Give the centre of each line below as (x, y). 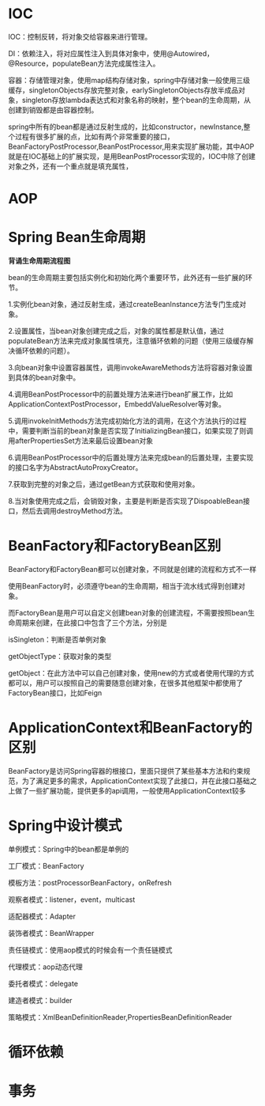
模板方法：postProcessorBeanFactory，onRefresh (90, 882)
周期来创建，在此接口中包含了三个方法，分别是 (91, 623)
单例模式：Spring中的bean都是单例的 (69, 849)
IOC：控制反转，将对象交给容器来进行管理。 (80, 36)
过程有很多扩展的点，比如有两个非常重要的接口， (94, 136)
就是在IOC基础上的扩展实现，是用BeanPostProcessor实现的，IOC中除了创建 (132, 156)
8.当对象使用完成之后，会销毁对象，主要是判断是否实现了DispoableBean (125, 501)
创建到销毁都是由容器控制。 (53, 110)
